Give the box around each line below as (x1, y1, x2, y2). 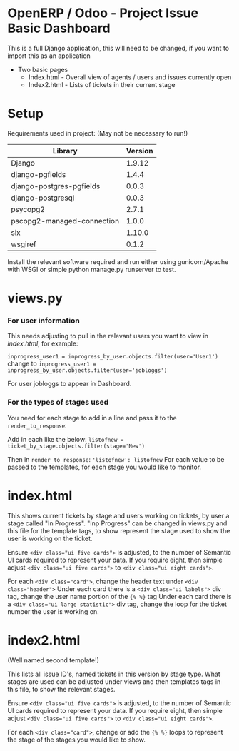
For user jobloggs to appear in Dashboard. (7, 380, 132, 388)
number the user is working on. (7, 607, 100, 615)
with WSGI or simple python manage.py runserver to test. (7, 265, 176, 273)
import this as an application (7, 51, 91, 60)
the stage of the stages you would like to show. (7, 735, 146, 744)
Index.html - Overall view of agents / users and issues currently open (28, 73, 232, 81)
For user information (7, 316, 80, 326)
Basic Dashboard (7, 20, 111, 36)
